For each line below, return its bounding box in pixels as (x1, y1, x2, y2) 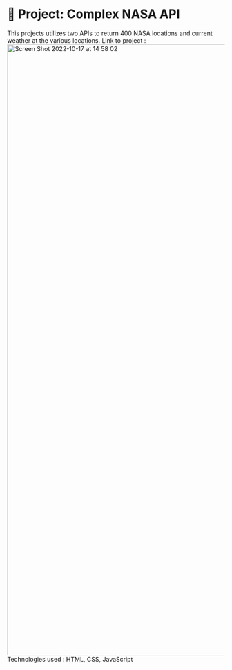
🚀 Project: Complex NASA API (7, 6, 180, 22)
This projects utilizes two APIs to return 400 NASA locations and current (7, 29, 213, 37)
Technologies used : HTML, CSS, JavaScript (7, 655, 133, 663)
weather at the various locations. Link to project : (7, 36, 146, 44)
